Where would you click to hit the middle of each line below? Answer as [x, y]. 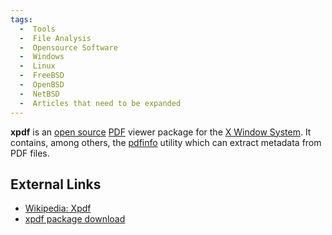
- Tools [37, 29]
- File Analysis [55, 38]
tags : [21, 19]
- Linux [37, 66]
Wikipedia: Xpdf [58, 208]
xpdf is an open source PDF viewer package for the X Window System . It [161, 132]
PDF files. [30, 153]
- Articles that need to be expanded [100, 103]
